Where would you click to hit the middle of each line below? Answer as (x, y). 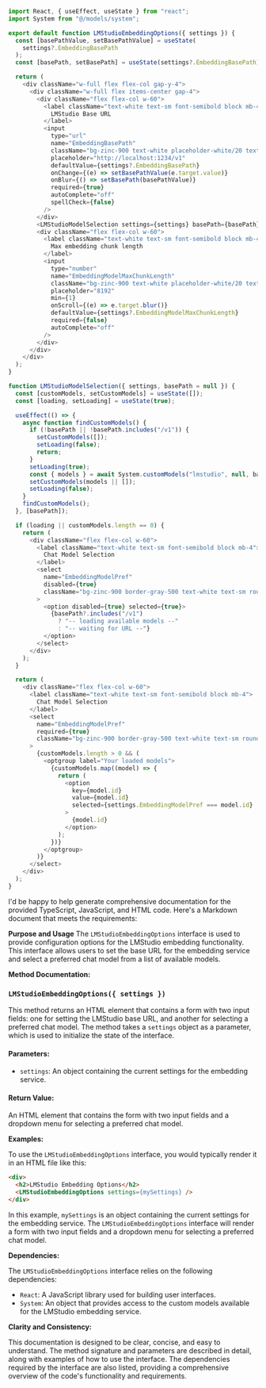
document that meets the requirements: (73, 918)
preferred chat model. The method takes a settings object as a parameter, (130, 1027)
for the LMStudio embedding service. (80, 1311)
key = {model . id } (97, 790)
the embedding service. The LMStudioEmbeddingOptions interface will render (131, 1223)
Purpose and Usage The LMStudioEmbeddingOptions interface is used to (124, 934)
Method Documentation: (49, 974)
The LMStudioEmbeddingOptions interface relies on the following (110, 1271)
